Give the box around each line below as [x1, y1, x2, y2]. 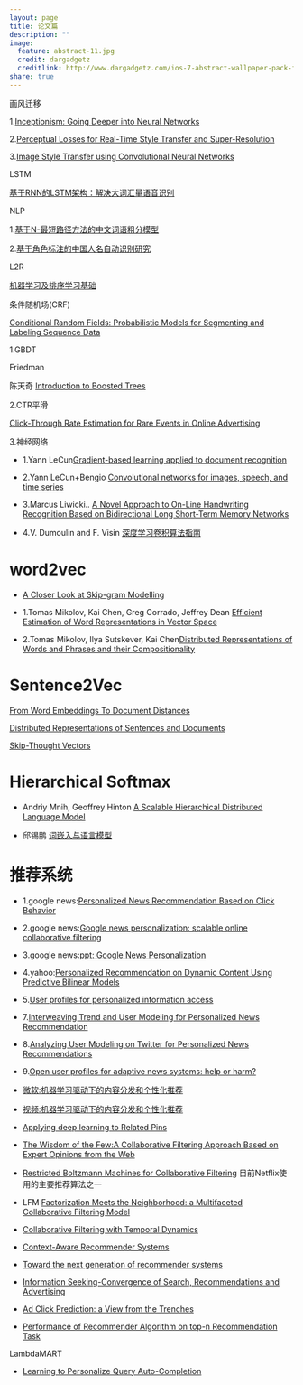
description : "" [9, 30, 70, 39]
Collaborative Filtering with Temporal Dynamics [22, 1223, 198, 1234]
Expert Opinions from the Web [22, 1148, 135, 1159]
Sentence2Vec [9, 675, 123, 696]
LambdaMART [9, 1348, 63, 1359]
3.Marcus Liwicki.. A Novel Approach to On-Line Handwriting [22, 499, 250, 510]
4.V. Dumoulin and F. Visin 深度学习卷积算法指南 [22, 527, 201, 538]
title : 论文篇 [9, 22, 59, 31]
